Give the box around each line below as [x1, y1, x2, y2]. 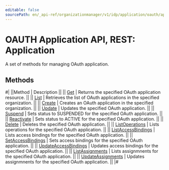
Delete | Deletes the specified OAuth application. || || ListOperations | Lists [5, 122, 159, 128]
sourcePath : [5, 12, 30, 17]
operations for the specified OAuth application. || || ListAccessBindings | [5, 127, 155, 133]
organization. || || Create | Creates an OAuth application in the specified [5, 100, 153, 106]
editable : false [5, 7, 39, 13]
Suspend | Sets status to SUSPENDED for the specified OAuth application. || [5, 110, 163, 117]
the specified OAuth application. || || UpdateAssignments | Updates [5, 153, 145, 159]
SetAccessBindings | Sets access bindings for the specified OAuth [5, 137, 143, 144]
